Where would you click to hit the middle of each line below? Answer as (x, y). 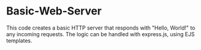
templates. (19, 40)
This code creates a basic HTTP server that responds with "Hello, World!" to (101, 28)
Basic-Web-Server (54, 11)
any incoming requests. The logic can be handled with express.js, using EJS (100, 34)
